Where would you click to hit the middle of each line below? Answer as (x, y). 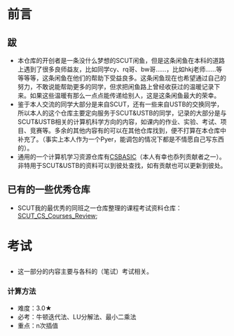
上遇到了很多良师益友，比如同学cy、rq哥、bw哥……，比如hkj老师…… (117, 69)
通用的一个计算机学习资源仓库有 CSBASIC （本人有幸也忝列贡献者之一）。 (121, 157)
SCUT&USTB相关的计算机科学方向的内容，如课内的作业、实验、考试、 (119, 122)
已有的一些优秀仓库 (49, 190)
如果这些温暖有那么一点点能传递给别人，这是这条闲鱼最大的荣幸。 (125, 96)
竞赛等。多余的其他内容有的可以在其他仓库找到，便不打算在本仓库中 (128, 131)
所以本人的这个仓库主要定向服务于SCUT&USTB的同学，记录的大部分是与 (122, 113)
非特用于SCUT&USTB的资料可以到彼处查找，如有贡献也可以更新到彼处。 (122, 166)
